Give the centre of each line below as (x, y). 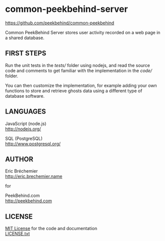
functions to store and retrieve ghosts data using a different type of (74, 91)
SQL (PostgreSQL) (24, 138)
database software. (25, 96)
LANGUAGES (26, 112)
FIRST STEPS (26, 53)
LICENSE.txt (18, 234)
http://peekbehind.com (28, 201)
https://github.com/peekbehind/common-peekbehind (60, 23)
